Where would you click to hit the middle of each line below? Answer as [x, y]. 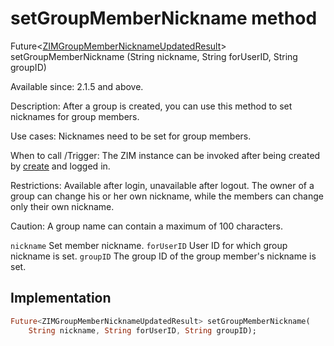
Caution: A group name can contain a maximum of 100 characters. [146, 226]
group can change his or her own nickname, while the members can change [167, 196]
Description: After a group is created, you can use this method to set [151, 106]
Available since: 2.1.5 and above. [77, 86]
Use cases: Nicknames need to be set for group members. [131, 136]
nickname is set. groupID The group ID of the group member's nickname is [163, 256]
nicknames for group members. [75, 116]
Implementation [61, 298]
